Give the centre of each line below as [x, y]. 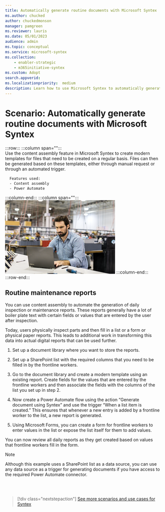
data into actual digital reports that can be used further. [61, 341]
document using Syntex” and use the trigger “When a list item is [77, 405]
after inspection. [22, 320]
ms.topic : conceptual [27, 47]
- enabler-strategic [35, 62]
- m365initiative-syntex [39, 68]
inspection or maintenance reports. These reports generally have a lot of [78, 310]
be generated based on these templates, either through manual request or [80, 164]
